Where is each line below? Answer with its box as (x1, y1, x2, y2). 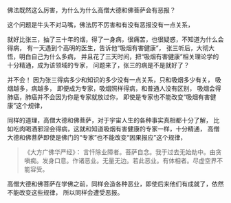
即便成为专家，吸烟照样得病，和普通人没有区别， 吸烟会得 (56, 85, 221, 92)
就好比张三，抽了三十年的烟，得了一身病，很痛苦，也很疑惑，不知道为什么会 (7, 35, 224, 43)
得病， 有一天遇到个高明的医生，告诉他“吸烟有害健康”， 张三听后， (7, 44, 197, 52)
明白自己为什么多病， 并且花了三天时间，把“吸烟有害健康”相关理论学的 (19, 52, 219, 61)
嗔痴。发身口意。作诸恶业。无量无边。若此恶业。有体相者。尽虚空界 (23, 157, 217, 164)
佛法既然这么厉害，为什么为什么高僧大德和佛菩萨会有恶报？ (7, 6, 176, 14)
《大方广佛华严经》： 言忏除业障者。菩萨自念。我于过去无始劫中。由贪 (23, 148, 222, 156)
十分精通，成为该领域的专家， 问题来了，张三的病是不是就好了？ (7, 61, 190, 69)
